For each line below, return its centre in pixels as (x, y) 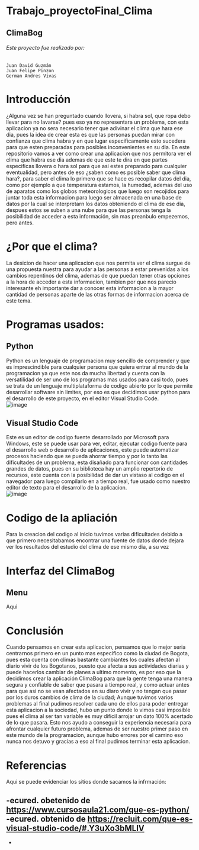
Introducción (38, 99)
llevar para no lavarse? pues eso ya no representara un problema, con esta (97, 122)
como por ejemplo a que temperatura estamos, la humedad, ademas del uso (99, 185)
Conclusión (35, 631)
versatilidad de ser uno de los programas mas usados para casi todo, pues (97, 379)
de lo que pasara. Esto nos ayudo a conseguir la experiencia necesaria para (99, 723)
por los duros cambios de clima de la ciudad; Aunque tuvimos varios (90, 697)
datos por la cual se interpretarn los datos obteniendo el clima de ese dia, (96, 204)
